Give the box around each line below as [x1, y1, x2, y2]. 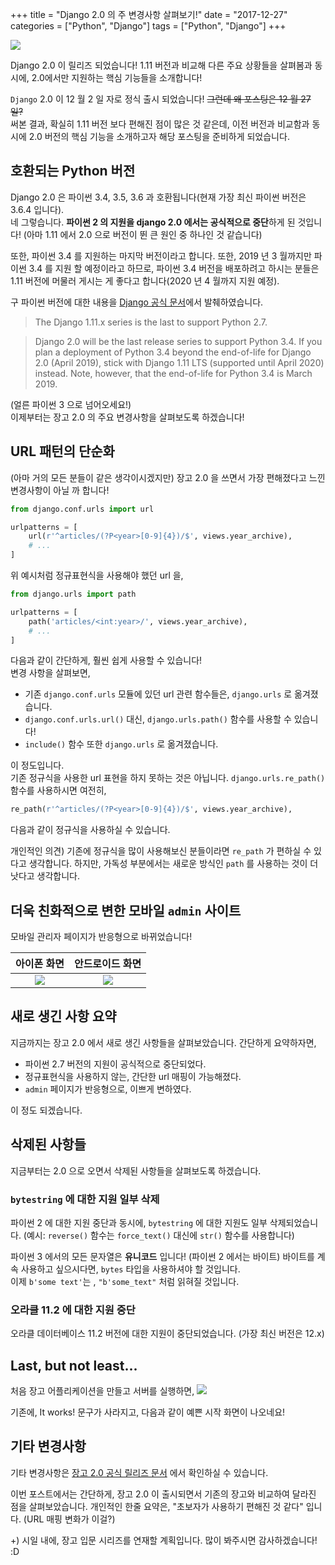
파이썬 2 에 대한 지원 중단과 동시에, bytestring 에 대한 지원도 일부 [10, 1216, 268, 1228]
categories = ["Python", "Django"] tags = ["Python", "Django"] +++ [10, 20, 287, 32]
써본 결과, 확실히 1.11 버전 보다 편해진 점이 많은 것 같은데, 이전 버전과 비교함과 [10, 118, 310, 130]
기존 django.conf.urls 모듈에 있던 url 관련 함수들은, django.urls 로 [24, 688, 293, 700]
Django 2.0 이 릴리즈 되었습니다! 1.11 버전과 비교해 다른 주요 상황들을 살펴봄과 [10, 59, 313, 71]
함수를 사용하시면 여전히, [10, 784, 107, 797]
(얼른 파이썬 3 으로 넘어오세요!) [10, 398, 132, 410]
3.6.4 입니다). [10, 203, 65, 215]
